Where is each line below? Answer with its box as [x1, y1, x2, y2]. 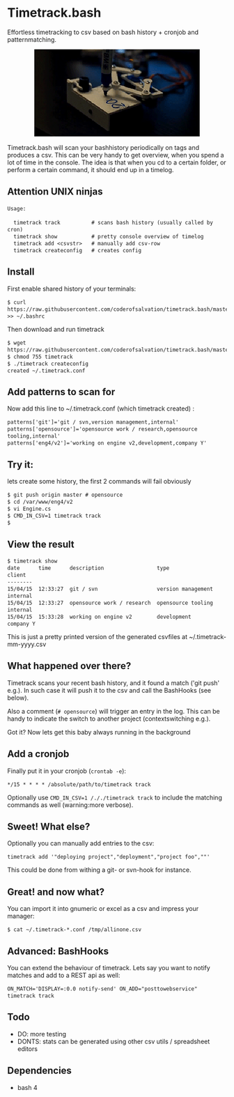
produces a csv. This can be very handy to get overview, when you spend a [7, 151, 224, 159]
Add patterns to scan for [7, 385, 116, 398]
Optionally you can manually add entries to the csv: [7, 839, 155, 847]
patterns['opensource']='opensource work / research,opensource [7, 426, 198, 433]
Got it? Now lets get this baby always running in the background [7, 728, 191, 736]
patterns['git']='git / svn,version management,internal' [7, 419, 179, 426]
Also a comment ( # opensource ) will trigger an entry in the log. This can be [7, 707, 221, 715]
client [7, 571, 26, 578]
